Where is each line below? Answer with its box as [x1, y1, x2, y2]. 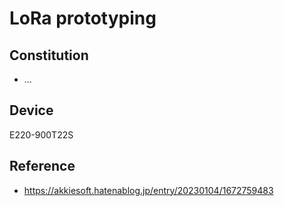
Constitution [9, 47, 89, 64]
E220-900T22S [9, 128, 74, 141]
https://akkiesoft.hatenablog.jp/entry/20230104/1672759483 [23, 184, 274, 196]
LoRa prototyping [9, 7, 157, 30]
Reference [9, 158, 76, 175]
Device [9, 102, 54, 119]
